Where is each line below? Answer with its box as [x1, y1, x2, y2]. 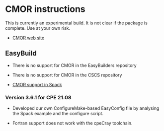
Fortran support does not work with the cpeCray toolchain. [12, 120, 133, 126]
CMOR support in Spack [12, 81, 62, 87]
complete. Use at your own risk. [5, 25, 71, 31]
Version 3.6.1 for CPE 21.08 [5, 94, 72, 101]
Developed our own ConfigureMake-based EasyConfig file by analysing [12, 105, 160, 111]
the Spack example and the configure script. [12, 111, 103, 117]
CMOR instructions [5, 3, 85, 15]
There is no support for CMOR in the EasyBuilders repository [12, 62, 137, 68]
